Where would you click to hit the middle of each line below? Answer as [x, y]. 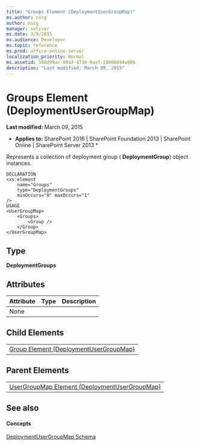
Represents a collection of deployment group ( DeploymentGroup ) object [97, 157]
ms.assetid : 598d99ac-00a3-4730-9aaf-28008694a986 [71, 62]
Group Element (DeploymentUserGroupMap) [72, 349]
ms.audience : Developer [36, 40]
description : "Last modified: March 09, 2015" [65, 68]
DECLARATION [21, 174]
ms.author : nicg [26, 17]
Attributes [26, 284]
